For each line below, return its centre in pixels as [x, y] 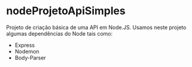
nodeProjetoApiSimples [66, 11]
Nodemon [27, 51]
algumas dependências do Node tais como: [59, 33]
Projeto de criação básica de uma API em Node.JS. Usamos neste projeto [96, 27]
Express [25, 45]
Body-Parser [30, 58]
